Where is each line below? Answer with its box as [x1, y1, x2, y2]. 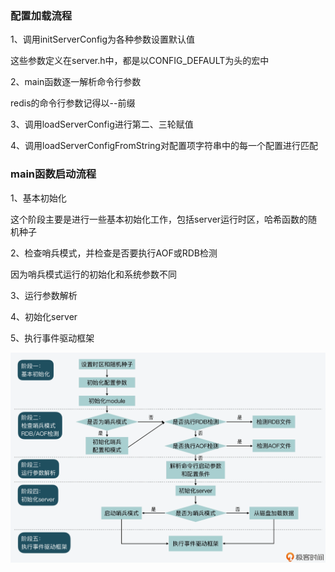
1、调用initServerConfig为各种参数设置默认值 [10, 33, 196, 46]
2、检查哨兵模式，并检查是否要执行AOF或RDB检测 [10, 247, 218, 259]
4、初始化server [10, 310, 78, 322]
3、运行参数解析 [10, 289, 78, 301]
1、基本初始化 [10, 192, 67, 204]
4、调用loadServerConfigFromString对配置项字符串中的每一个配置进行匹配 [10, 140, 318, 152]
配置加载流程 [10, 8, 73, 22]
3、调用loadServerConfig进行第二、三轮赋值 [10, 118, 194, 131]
